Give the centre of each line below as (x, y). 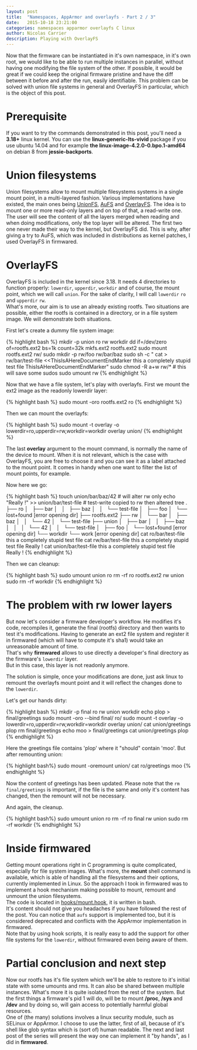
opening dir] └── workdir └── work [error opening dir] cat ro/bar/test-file (95, 534)
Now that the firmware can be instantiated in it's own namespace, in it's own (98, 55)
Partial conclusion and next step (86, 963)
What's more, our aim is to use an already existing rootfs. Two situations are (98, 307)
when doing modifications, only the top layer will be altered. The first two (94, 223)
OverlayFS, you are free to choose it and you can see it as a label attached (96, 461)
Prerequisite (37, 117)
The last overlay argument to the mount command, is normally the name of (97, 448)
